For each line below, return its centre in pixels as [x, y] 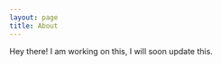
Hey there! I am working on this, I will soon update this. [111, 51]
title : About [34, 26]
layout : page [34, 17]
